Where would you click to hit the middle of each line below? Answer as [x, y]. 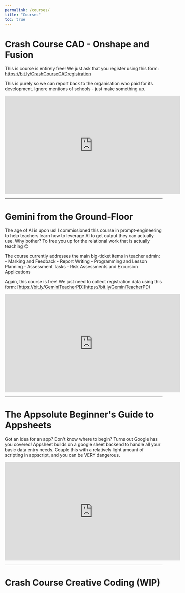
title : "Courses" [23, 15]
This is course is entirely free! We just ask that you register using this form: [82, 69]
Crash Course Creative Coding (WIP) [83, 583]
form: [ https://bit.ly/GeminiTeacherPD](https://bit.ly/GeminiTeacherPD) [78, 287]
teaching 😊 [17, 246]
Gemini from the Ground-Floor [69, 216]
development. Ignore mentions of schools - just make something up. [75, 89]
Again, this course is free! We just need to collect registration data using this [84, 282]
